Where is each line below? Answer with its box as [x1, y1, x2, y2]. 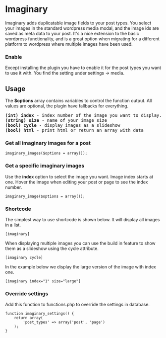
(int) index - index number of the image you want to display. [5, 113, 162, 118]
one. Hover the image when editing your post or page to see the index [5, 179, 148, 185]
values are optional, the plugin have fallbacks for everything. [5, 103, 129, 109]
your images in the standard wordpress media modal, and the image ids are [5, 25, 160, 31]
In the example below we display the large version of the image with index [5, 263, 156, 269]
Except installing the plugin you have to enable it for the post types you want [5, 65, 162, 71]
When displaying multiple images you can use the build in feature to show [5, 240, 156, 246]
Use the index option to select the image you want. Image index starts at [5, 173, 154, 179]
